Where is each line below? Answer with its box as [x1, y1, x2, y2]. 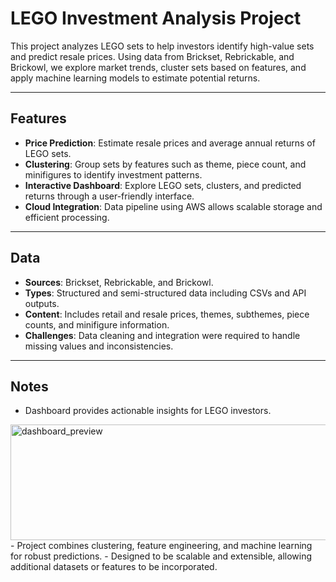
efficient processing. [24, 211, 110, 223]
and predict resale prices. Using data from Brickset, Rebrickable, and [10, 50, 295, 62]
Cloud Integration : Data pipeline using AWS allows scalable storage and [24, 200, 323, 212]
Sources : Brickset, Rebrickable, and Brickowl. [24, 276, 214, 288]
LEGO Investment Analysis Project [10, 7, 302, 30]
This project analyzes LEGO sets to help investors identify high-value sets [10, 40, 315, 52]
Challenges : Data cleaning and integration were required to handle [24, 329, 301, 341]
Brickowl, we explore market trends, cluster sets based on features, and [10, 61, 307, 73]
